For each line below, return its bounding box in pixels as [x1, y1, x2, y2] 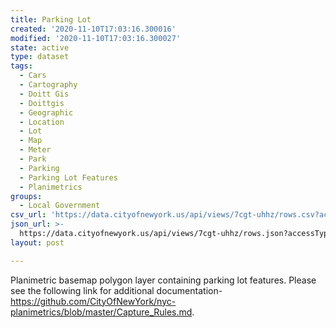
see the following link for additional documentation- [10, 284, 223, 296]
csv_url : [10, 210, 47, 220]
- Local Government [19, 201, 101, 211]
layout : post [10, 237, 65, 248]
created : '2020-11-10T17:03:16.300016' [10, 24, 177, 34]
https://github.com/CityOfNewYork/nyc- [10, 295, 177, 307]
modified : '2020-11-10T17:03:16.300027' [10, 33, 182, 43]
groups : [10, 191, 43, 201]
